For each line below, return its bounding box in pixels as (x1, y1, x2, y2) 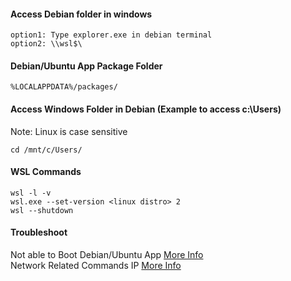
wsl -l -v (10, 188, 52, 198)
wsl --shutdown (10, 205, 74, 215)
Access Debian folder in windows (10, 8, 153, 20)
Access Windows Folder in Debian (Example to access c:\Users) (10, 103, 282, 115)
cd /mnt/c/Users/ (10, 145, 83, 155)
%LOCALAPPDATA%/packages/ (10, 82, 118, 92)
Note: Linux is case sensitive (10, 125, 128, 137)
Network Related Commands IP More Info (10, 260, 182, 272)
